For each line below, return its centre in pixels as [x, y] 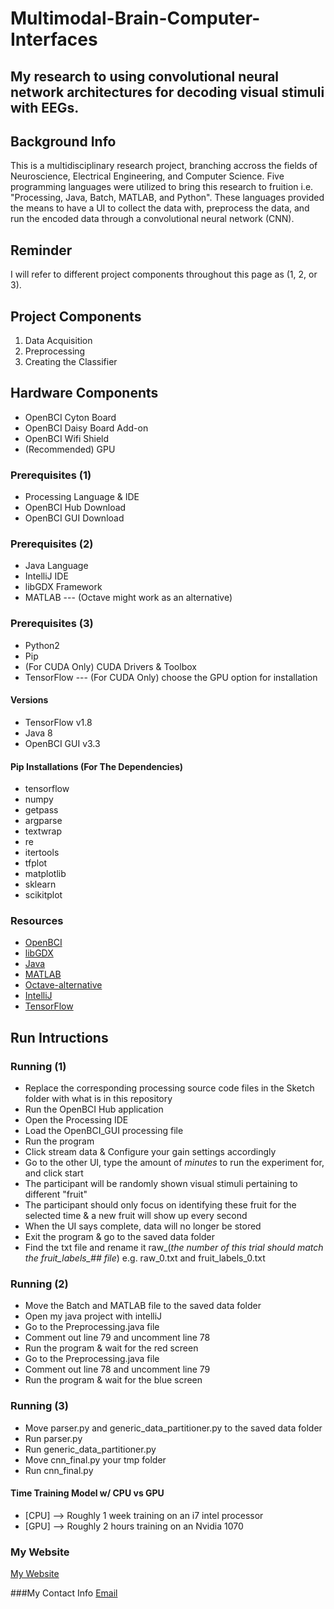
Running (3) [40, 1406]
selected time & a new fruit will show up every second [136, 1216]
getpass [41, 810]
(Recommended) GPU [70, 449]
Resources [37, 921]
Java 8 [38, 733]
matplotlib [45, 874]
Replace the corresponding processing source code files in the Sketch [169, 1088]
